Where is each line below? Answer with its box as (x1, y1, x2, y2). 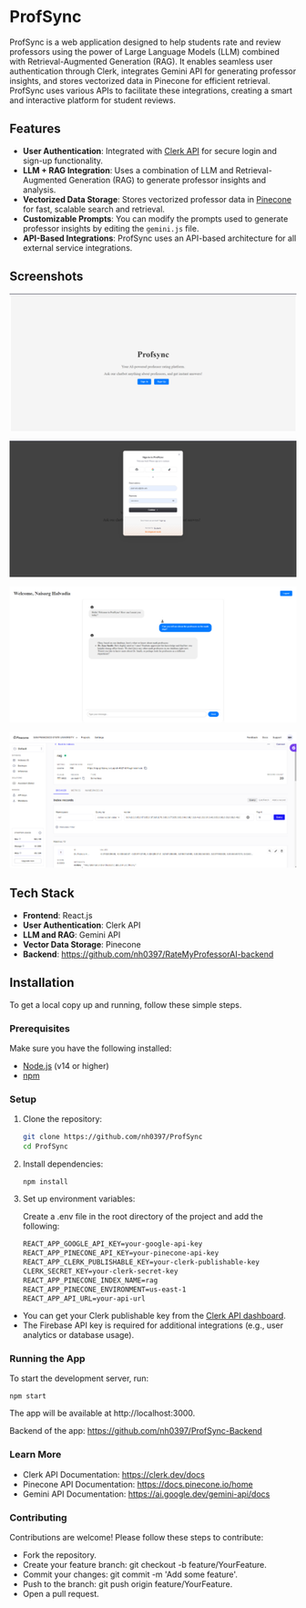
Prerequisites (9, 1022, 70, 1034)
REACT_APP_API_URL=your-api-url (22, 1294, 146, 1303)
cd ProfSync (22, 1142, 68, 1151)
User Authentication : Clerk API (22, 919, 141, 930)
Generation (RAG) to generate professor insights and (68, 174, 267, 185)
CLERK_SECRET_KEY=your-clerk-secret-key (22, 1267, 178, 1276)
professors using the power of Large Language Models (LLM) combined (9, 46, 280, 57)
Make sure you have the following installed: (9, 1043, 172, 1054)
